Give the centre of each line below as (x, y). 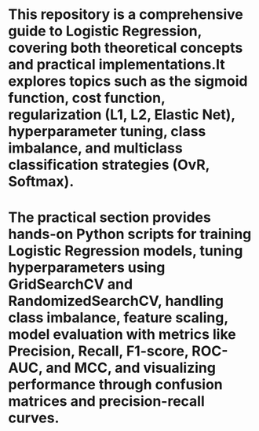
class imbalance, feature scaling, (119, 318)
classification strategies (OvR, (109, 165)
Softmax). (41, 182)
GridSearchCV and (71, 284)
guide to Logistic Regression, (105, 31)
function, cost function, (87, 98)
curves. (34, 418)
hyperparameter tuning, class (107, 132)
